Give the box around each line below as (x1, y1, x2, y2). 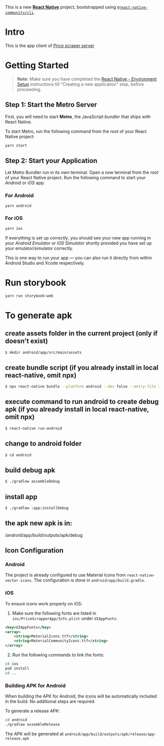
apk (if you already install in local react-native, (5, 405, 149, 413)
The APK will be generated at (5, 731, 64, 737)
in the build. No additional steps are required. (5, 698, 96, 704)
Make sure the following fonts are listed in (12, 610, 97, 616)
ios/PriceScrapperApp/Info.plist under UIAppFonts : (12, 615, 118, 621)
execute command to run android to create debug (5, 398, 159, 406)
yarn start (5, 143, 27, 148)
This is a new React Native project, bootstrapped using (5, 4, 116, 10)
